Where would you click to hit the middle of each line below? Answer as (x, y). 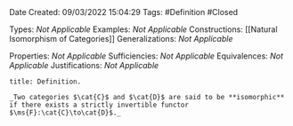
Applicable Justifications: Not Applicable (84, 65)
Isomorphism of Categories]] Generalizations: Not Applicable (121, 39)
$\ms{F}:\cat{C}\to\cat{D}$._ (65, 113)
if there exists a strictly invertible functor (99, 105)
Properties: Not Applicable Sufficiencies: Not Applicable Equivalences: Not (146, 56)
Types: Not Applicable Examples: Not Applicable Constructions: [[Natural (143, 29)
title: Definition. (45, 82)
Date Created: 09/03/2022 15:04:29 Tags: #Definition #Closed (124, 12)
